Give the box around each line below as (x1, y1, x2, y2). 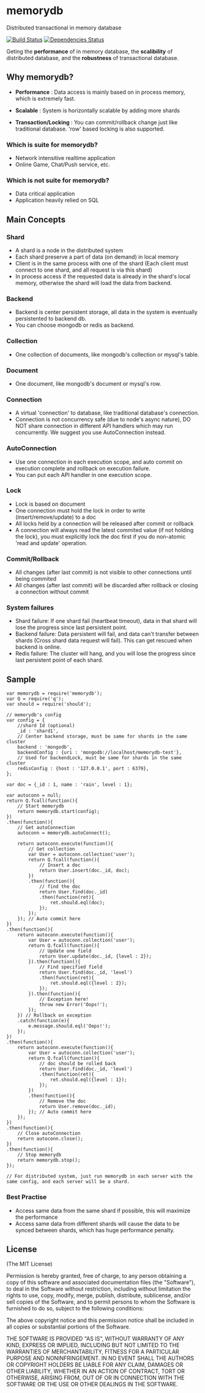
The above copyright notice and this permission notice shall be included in (6, 1316, 194, 1324)
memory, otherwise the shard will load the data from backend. (15, 280, 173, 287)
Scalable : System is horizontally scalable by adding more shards (15, 107, 181, 114)
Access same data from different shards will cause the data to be (15, 1219, 180, 1227)
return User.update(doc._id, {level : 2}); (39, 953, 152, 960)
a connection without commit (15, 588, 89, 595)
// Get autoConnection (17, 825, 75, 831)
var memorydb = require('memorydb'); (6, 690, 103, 696)
